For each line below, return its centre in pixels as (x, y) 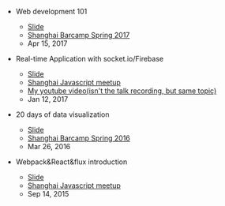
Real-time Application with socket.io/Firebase (90, 59)
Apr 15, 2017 (47, 43)
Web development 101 (51, 11)
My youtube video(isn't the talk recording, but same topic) (122, 91)
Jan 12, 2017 (48, 99)
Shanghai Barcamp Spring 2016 (79, 138)
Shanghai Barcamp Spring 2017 (79, 35)
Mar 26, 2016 (49, 146)
